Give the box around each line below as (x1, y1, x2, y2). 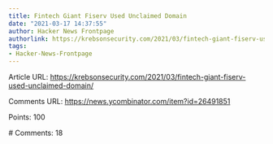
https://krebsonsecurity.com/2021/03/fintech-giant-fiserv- (50, 72, 246, 81)
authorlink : (8, 34, 49, 43)
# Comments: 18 (8, 128, 63, 137)
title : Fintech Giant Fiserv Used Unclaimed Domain (8, 11, 187, 20)
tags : (8, 42, 27, 50)
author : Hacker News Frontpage (8, 27, 115, 35)
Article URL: (8, 72, 49, 81)
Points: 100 (8, 112, 46, 122)
